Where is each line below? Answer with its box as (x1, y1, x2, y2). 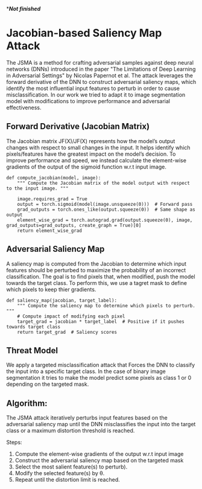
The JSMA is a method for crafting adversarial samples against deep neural (6, 59, 194, 66)
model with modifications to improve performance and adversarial (6, 97, 171, 104)
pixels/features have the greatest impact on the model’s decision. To (6, 150, 176, 158)
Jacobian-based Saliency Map (6, 27, 162, 40)
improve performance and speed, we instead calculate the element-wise (6, 156, 187, 164)
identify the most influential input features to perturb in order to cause (6, 85, 180, 92)
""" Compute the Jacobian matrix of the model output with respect (17, 180, 190, 186)
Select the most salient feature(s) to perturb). (14, 463, 128, 470)
